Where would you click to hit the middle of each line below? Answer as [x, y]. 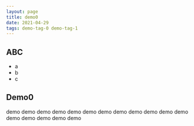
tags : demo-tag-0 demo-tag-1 [42, 28]
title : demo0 [22, 17]
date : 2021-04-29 [28, 22]
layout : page [22, 12]
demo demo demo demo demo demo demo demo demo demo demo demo [97, 112]
